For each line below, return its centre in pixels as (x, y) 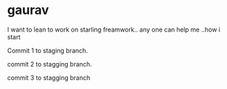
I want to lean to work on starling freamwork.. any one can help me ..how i (114, 29)
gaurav (28, 10)
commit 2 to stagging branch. (50, 64)
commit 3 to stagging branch (49, 77)
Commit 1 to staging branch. (48, 50)
